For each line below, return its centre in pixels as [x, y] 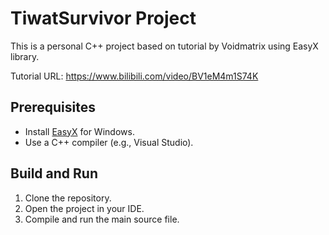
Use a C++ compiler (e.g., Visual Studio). [109, 142]
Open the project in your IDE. [84, 208]
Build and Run [54, 173]
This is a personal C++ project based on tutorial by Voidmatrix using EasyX [164, 46]
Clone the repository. [68, 198]
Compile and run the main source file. [102, 219]
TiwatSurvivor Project [103, 18]
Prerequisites [53, 107]
